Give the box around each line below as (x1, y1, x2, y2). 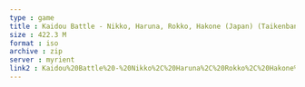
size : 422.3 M (9, 30, 67, 39)
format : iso (9, 38, 59, 48)
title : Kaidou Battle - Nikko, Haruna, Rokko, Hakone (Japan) (9, 22, 254, 31)
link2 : (9, 64, 39, 73)
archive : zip (9, 47, 64, 56)
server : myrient (9, 55, 75, 64)
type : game (9, 13, 54, 23)
